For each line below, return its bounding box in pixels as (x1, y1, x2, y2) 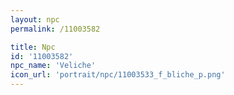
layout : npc (10, 14, 60, 25)
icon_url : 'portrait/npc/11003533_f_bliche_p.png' (10, 70, 226, 80)
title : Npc (10, 42, 56, 52)
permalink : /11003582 (10, 24, 101, 34)
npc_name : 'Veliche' (10, 61, 97, 71)
